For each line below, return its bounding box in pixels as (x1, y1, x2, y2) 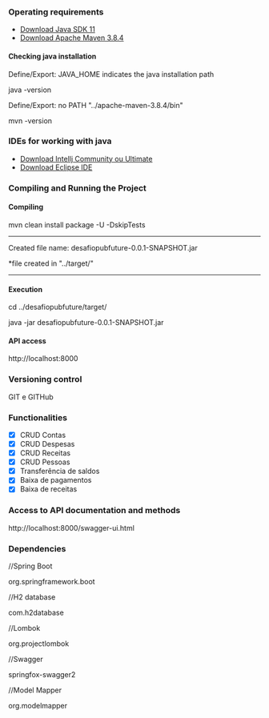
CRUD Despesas (19, 439, 75, 448)
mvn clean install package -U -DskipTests (8, 219, 146, 230)
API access (8, 335, 46, 346)
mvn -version (8, 115, 53, 126)
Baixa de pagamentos (19, 475, 92, 485)
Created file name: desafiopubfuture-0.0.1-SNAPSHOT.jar (8, 243, 198, 252)
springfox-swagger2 (8, 669, 76, 679)
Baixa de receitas (19, 484, 78, 494)
